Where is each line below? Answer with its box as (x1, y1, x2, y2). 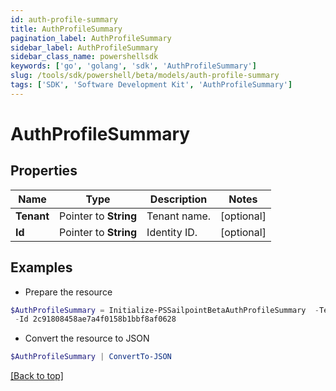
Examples (10, 259, 73, 276)
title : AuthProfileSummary (10, 24, 123, 34)
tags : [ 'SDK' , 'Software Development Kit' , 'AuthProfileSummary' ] (10, 80, 293, 90)
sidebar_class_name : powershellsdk (10, 52, 159, 62)
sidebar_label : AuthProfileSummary (10, 42, 159, 53)
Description (149, 192, 208, 206)
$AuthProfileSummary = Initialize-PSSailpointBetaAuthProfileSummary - (10, 305, 320, 315)
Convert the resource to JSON (24, 332, 150, 345)
